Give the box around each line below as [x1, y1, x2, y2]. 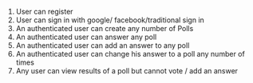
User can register [15, 7, 73, 16]
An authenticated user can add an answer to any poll [15, 41, 190, 50]
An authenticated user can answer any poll [15, 32, 157, 41]
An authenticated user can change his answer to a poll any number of [15, 49, 245, 58]
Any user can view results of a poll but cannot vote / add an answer [15, 66, 238, 75]
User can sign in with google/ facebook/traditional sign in [15, 15, 205, 25]
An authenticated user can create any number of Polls [15, 24, 194, 33]
